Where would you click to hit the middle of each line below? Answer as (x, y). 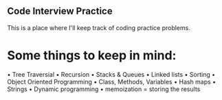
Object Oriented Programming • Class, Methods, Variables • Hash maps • (112, 82)
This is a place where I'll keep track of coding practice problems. (99, 27)
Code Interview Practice (60, 11)
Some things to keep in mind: (92, 55)
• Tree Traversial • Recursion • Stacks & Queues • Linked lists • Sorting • (111, 74)
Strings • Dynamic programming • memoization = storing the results (104, 89)
